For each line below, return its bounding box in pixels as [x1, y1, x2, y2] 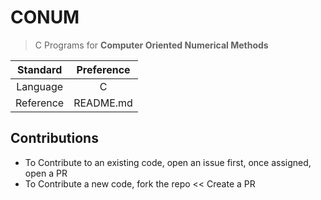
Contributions [10, 130, 99, 147]
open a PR [24, 167, 68, 179]
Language [16, 79, 64, 93]
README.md [73, 96, 133, 110]
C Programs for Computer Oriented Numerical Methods [34, 39, 269, 51]
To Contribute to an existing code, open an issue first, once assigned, [24, 156, 312, 168]
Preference [76, 62, 131, 76]
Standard [16, 62, 63, 76]
